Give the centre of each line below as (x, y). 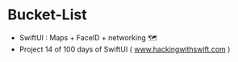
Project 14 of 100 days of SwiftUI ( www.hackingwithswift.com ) (125, 49)
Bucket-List (47, 15)
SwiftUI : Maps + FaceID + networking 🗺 (88, 37)
